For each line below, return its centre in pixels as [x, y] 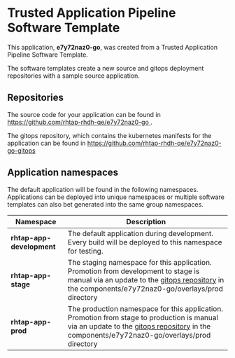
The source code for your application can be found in [84, 114]
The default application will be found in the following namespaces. [103, 189]
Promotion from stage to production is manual [143, 317]
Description [146, 221]
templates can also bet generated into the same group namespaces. [106, 204]
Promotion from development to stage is [134, 271]
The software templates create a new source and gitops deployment [106, 68]
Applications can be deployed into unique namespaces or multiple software [116, 197]
